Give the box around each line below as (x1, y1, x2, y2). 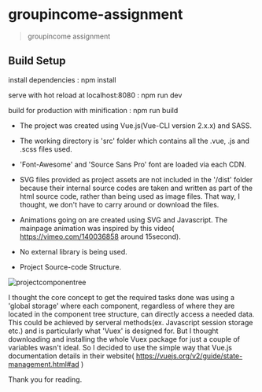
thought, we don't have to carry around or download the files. (19, 200, 220, 209)
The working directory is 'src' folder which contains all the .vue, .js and (19, 136, 250, 145)
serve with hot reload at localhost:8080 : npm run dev (8, 90, 183, 100)
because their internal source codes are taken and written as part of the (19, 183, 253, 192)
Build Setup (8, 54, 66, 68)
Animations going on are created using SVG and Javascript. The (19, 214, 228, 225)
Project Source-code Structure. (19, 262, 122, 272)
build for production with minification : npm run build (8, 105, 179, 115)
